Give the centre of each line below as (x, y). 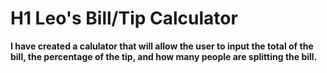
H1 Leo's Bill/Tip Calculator (124, 18)
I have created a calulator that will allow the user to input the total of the (162, 46)
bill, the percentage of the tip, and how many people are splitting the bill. (164, 56)
